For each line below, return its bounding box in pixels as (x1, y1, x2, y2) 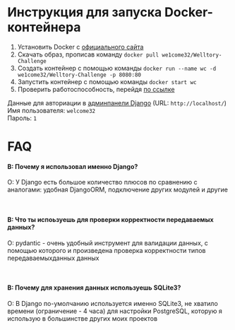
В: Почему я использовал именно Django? (7, 162, 138, 170)
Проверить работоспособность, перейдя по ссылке (17, 85, 175, 93)
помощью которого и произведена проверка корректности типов (7, 246, 206, 254)
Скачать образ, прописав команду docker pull (17, 50, 159, 59)
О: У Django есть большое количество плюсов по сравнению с (7, 178, 198, 187)
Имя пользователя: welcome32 (7, 106, 96, 114)
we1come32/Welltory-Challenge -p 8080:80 (17, 71, 141, 78)
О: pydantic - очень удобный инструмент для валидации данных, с (7, 238, 208, 247)
